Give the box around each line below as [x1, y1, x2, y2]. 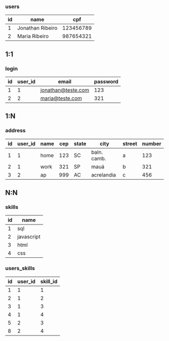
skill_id [40, 278, 58, 285]
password [94, 78, 119, 85]
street [122, 140, 137, 147]
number [142, 140, 161, 147]
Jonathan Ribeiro [17, 25, 58, 32]
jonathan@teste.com [40, 86, 90, 93]
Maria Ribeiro [17, 33, 49, 40]
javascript [17, 233, 41, 240]
